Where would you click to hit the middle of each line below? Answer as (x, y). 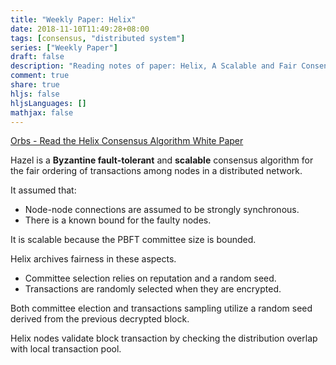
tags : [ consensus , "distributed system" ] (98, 38)
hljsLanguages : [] (48, 103)
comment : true (40, 76)
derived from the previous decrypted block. (100, 319)
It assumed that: (43, 190)
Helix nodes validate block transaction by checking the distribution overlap (164, 338)
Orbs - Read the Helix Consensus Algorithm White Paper (127, 141)
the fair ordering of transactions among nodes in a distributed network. (156, 171)
